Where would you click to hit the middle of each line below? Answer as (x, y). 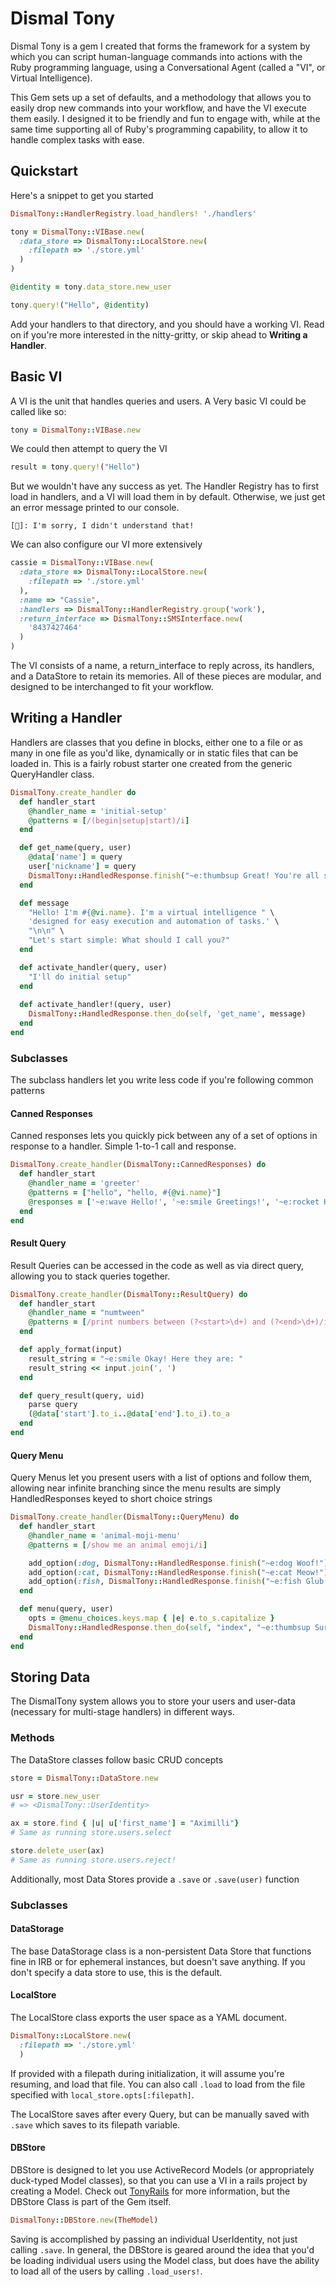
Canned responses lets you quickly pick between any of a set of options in (164, 1136)
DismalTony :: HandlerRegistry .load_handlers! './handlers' (133, 213)
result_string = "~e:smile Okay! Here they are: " (136, 1358)
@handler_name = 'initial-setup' (98, 811)
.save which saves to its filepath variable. (95, 2124)
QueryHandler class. (52, 774)
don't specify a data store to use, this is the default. (116, 1972)
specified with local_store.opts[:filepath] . (102, 2094)
